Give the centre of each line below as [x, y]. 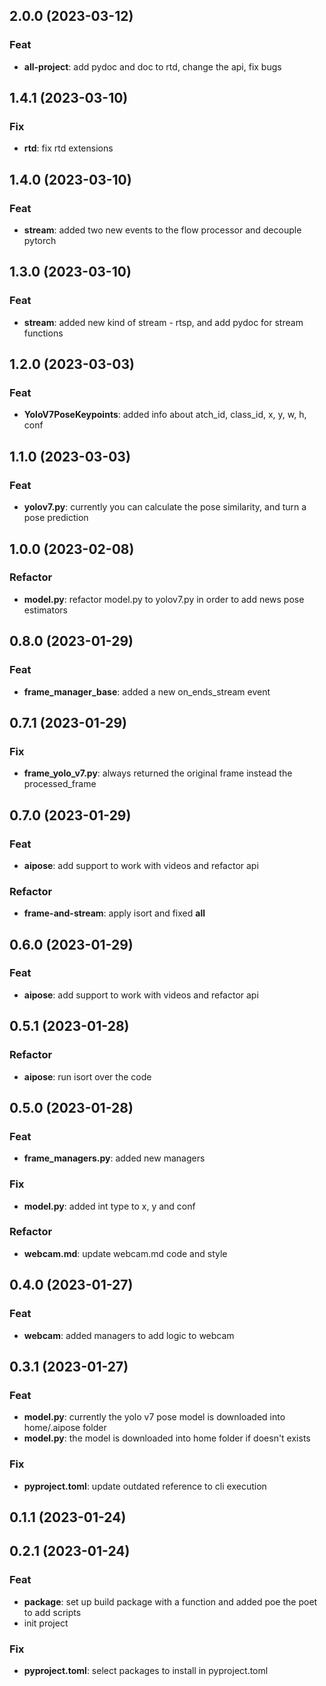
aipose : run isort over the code [87, 1076]
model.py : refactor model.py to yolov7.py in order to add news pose [164, 599]
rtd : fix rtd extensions [68, 148]
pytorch [40, 241]
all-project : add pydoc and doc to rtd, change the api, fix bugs [152, 66]
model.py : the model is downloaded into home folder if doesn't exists [167, 1438]
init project [46, 1623]
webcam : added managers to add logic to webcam [129, 1335]
